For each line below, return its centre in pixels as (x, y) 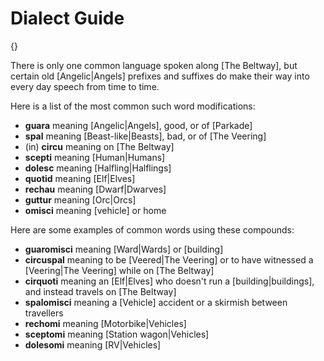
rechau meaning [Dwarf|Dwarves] (95, 189)
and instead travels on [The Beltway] (100, 291)
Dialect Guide (67, 18)
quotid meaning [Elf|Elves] (80, 178)
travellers (44, 313)
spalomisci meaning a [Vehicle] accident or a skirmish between (156, 302)
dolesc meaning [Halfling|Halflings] (98, 168)
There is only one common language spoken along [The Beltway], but (154, 65)
